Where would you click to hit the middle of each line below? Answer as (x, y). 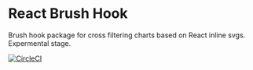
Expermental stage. (40, 43)
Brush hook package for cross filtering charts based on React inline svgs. (127, 35)
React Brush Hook (68, 14)
